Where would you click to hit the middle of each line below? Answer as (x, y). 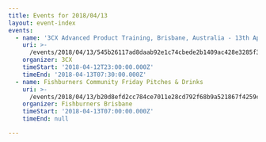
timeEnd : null (46, 119)
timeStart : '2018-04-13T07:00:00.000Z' (88, 112)
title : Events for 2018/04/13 (58, 15)
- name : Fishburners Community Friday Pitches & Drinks (109, 82)
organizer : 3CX (47, 60)
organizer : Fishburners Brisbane (78, 104)
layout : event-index (42, 23)
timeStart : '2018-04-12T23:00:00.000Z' (88, 67)
